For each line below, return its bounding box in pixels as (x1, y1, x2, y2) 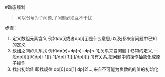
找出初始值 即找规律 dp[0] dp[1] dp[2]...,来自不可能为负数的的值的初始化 (12, 66, 159, 72)
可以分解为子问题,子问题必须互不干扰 (17, 15, 92, 21)
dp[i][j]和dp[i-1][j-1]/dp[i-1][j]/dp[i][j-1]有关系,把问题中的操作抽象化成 (16, 54, 156, 60)
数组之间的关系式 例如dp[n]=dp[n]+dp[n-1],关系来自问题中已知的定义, (12, 48, 154, 53)
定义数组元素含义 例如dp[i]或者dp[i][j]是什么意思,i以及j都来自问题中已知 (12, 36, 157, 41)
